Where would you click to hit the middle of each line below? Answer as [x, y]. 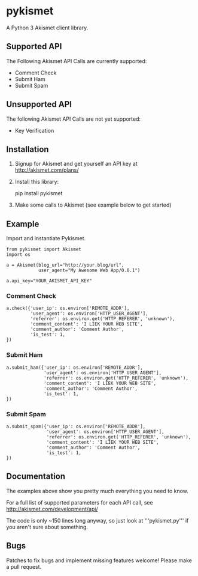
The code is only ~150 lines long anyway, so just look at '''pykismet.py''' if [98, 520]
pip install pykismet [39, 193]
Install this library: [36, 182]
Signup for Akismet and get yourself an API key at [76, 164]
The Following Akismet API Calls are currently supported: [77, 61]
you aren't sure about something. [47, 527]
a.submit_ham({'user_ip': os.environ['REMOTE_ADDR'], [75, 368]
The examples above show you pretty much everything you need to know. [97, 491]
